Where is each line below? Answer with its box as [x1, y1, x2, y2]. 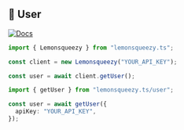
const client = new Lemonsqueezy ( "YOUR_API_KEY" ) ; [8, 58, 178, 66]
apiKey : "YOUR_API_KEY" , [15, 107, 97, 116]
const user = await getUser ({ [8, 100, 108, 108]
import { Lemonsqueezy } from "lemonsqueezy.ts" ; [8, 44, 175, 52]
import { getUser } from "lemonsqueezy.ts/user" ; [8, 86, 175, 94]
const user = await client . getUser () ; [8, 72, 135, 80]
